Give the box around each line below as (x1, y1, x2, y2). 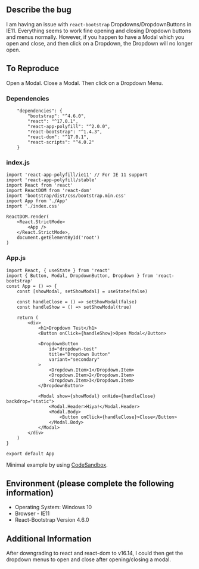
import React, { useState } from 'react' (6, 267, 111, 273)
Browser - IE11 (14, 510, 50, 517)
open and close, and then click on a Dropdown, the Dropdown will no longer (6, 39, 193, 47)
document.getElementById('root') (17, 235, 100, 241)
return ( (17, 314, 39, 321)
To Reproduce (6, 63, 60, 74)
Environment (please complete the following (6, 478, 175, 488)
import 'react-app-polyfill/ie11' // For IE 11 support (6, 172, 148, 178)
